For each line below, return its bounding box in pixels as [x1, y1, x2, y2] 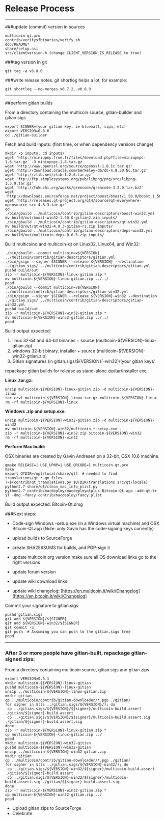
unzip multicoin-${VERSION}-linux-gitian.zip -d [5, 386, 107, 392]
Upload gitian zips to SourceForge [12, 805, 82, 811]
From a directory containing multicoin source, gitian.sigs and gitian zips [5, 667, 150, 673]
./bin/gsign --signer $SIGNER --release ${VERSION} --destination [5, 259, 144, 264]
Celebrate [12, 811, 33, 817]
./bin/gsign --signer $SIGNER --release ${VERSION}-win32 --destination [5, 293, 157, 299]
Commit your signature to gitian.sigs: [5, 602, 80, 608]
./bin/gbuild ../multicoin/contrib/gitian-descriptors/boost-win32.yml [5, 211, 155, 216]
